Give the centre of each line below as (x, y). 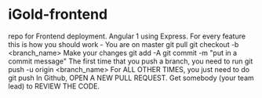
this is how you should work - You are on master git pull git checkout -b (124, 44)
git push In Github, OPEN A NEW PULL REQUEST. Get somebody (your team (131, 78)
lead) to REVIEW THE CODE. (54, 86)
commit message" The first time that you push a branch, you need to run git (131, 61)
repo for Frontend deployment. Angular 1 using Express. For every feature (127, 36)
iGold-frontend (58, 15)
